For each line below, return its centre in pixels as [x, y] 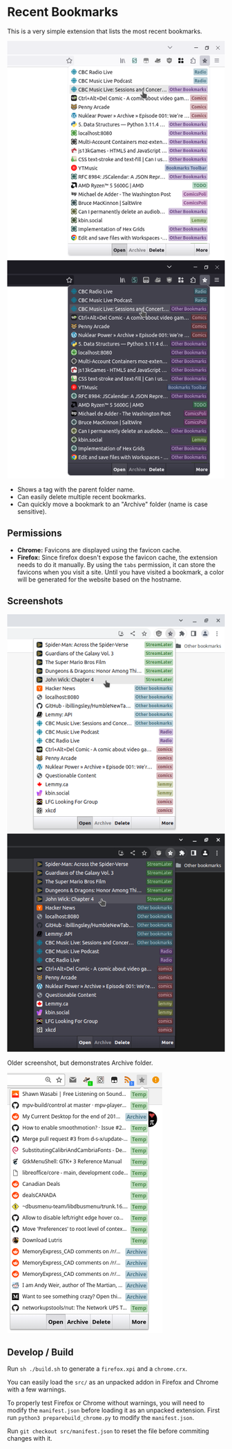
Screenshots [35, 601]
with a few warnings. [37, 1389]
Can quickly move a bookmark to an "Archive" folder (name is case [113, 504]
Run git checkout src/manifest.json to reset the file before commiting [108, 1431]
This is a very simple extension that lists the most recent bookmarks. [105, 31]
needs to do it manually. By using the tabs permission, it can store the [116, 564]
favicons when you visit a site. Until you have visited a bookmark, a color [120, 572]
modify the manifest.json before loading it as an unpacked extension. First [114, 1410]
